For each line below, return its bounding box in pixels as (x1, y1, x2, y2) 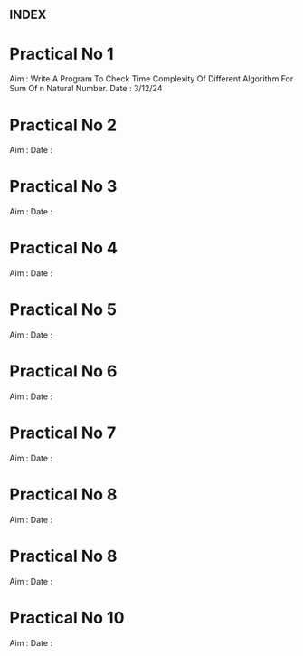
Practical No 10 (9, 608, 125, 628)
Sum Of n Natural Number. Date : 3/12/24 (9, 83, 163, 94)
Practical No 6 (9, 361, 118, 382)
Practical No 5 (9, 299, 118, 320)
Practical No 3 (9, 176, 118, 197)
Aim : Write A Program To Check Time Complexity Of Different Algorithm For (9, 73, 294, 84)
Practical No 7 (9, 423, 117, 443)
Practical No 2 (9, 115, 118, 135)
